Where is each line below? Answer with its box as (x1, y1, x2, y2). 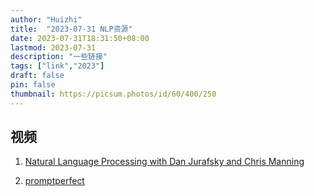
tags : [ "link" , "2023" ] (10, 61, 105, 71)
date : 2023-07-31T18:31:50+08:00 (10, 33, 150, 43)
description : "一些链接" (10, 52, 108, 62)
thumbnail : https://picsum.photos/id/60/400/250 (10, 89, 217, 99)
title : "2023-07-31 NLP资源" (10, 24, 133, 34)
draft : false (10, 71, 65, 81)
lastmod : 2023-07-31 (10, 42, 97, 53)
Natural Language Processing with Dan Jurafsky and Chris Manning (24, 156, 305, 168)
